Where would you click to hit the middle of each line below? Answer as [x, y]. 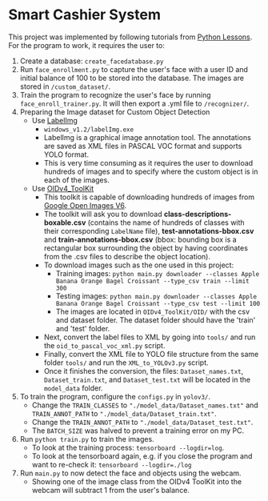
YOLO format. [66, 154]
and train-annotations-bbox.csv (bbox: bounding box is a [140, 239]
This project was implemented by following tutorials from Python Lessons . [130, 37]
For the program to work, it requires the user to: [87, 45]
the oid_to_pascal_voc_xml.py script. [104, 345]
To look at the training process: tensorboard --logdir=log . [128, 447]
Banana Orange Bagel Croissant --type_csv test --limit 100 [158, 303]
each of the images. [76, 180]
